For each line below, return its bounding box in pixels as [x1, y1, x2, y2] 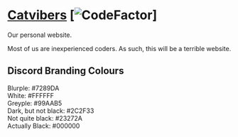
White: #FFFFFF [7, 91, 55, 99]
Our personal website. [7, 31, 72, 39]
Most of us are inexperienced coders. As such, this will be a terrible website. [7, 44, 232, 53]
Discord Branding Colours [7, 65, 124, 77]
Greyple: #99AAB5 [7, 99, 63, 107]
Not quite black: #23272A [7, 114, 83, 122]
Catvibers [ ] [7, 7, 158, 23]
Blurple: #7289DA [7, 84, 60, 92]
